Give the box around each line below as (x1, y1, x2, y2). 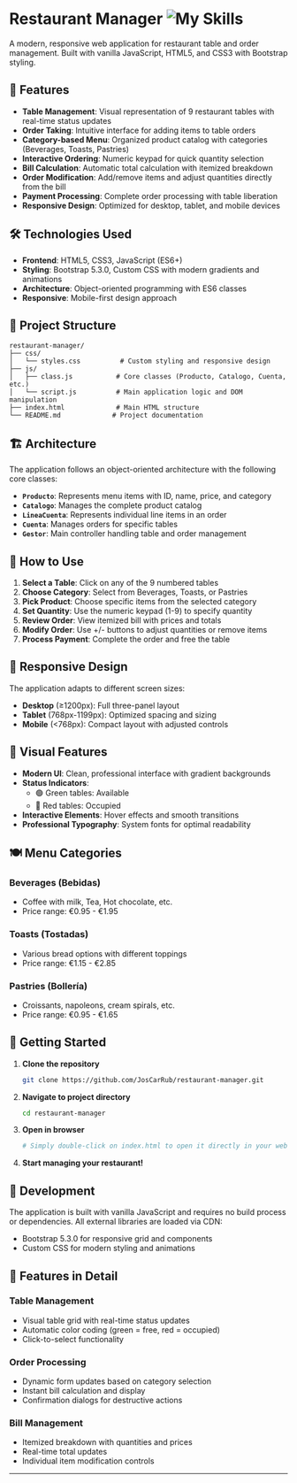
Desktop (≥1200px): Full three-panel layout (21, 700, 179, 711)
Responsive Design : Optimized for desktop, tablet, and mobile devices (21, 200, 281, 211)
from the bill (21, 181, 66, 192)
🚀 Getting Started (9, 1035, 107, 1050)
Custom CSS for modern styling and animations (21, 1243, 196, 1254)
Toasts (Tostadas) (9, 928, 89, 941)
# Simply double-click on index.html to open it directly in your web (21, 1141, 288, 1150)
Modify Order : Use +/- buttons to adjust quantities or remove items (21, 625, 268, 634)
